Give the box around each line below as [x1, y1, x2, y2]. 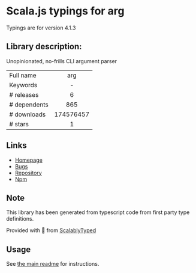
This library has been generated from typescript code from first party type [6, 209, 190, 216]
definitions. [6, 215, 34, 222]
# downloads [9, 110, 46, 118]
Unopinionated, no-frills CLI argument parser [6, 57, 117, 64]
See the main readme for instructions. [6, 260, 99, 268]
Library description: [6, 41, 82, 52]
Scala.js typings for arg [6, 4, 125, 18]
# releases [9, 90, 39, 99]
